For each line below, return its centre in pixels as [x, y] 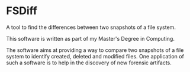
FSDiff [22, 11]
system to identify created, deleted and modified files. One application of [95, 56]
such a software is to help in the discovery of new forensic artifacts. [89, 63]
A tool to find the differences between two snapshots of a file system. [91, 27]
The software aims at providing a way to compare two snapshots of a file [95, 50]
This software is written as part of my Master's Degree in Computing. [90, 38]
